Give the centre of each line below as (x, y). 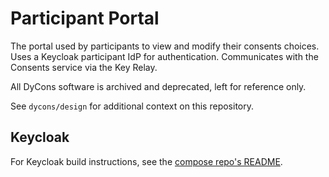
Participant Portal (85, 18)
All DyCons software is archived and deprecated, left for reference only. (158, 86)
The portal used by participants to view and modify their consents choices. (165, 46)
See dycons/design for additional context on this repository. (132, 106)
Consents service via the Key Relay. (84, 67)
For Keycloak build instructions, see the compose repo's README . (146, 161)
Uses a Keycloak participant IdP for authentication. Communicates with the (164, 56)
